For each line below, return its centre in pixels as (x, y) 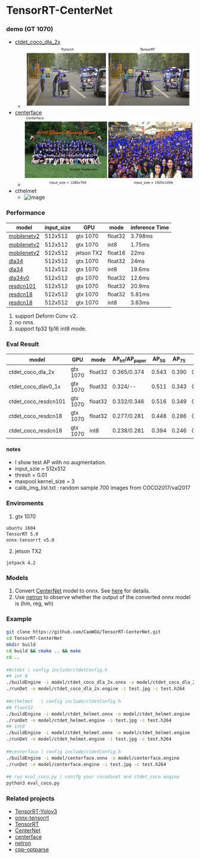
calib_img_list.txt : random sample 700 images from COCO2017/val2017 (102, 488)
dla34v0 (19, 278)
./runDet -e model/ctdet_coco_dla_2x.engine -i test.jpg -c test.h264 (96, 689)
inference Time (150, 228)
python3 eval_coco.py (33, 783)
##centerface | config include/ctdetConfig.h (63, 751)
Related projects (30, 799)
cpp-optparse (32, 849)
